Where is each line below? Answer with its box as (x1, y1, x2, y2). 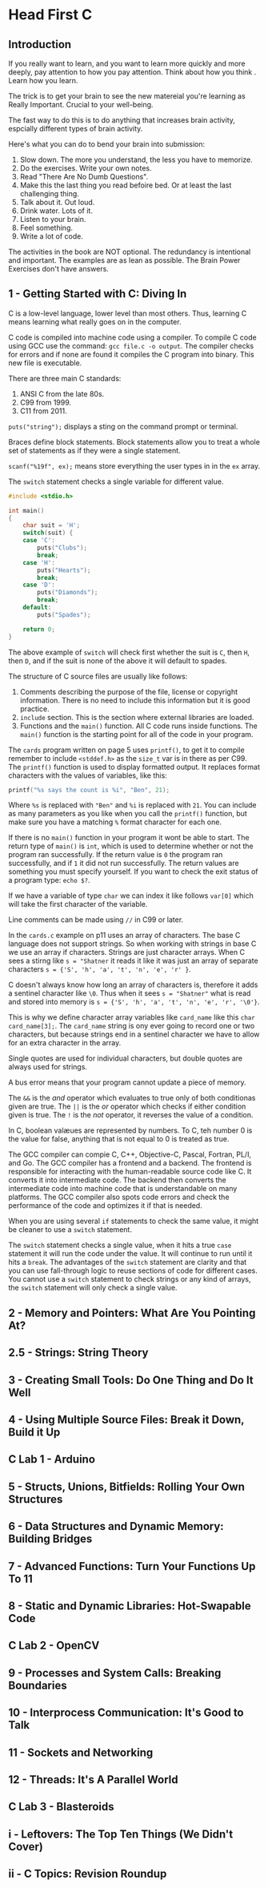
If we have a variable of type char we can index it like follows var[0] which (8, 891, 254, 900)
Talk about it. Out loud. (19, 198, 95, 207)
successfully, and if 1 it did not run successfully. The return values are (8, 859, 239, 868)
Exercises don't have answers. (8, 264, 110, 273)
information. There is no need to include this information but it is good (19, 695, 250, 705)
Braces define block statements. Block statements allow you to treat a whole (8, 437, 260, 446)
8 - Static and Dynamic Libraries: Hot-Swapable (8, 1599, 252, 1612)
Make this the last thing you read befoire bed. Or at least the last (19, 180, 232, 190)
